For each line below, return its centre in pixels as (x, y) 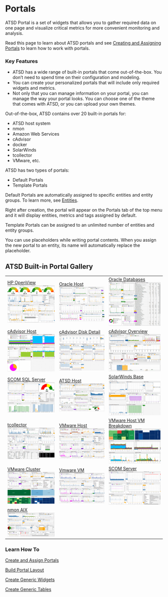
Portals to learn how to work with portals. (47, 48)
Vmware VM (72, 470)
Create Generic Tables (28, 589)
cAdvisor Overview (128, 331)
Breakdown (120, 426)
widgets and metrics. (34, 88)
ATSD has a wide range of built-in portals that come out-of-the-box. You (87, 72)
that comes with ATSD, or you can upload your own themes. (74, 104)
